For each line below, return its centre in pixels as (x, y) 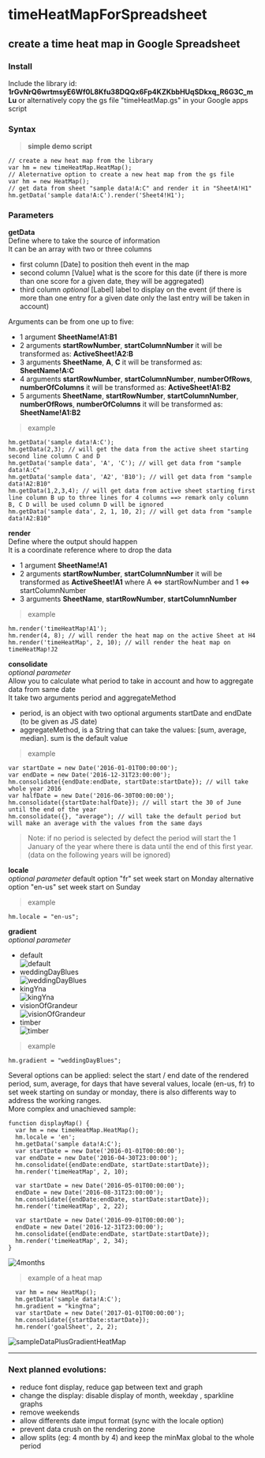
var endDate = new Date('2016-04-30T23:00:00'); (97, 1158)
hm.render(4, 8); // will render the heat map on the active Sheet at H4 (132, 636)
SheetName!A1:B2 (50, 413)
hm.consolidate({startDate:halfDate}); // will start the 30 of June (125, 803)
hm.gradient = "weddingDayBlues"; (65, 1061)
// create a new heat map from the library (81, 161)
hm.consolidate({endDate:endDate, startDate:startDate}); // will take (128, 782)
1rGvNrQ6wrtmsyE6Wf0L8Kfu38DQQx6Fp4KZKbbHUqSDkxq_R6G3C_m (131, 92)
